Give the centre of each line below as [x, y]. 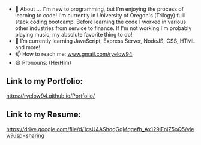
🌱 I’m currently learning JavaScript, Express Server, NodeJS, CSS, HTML [105, 41]
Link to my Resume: [44, 115]
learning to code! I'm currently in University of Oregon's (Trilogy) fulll [100, 15]
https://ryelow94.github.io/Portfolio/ [50, 96]
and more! [28, 47]
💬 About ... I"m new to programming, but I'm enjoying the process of [99, 9]
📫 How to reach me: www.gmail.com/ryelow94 [73, 54]
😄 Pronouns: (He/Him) [43, 62]
